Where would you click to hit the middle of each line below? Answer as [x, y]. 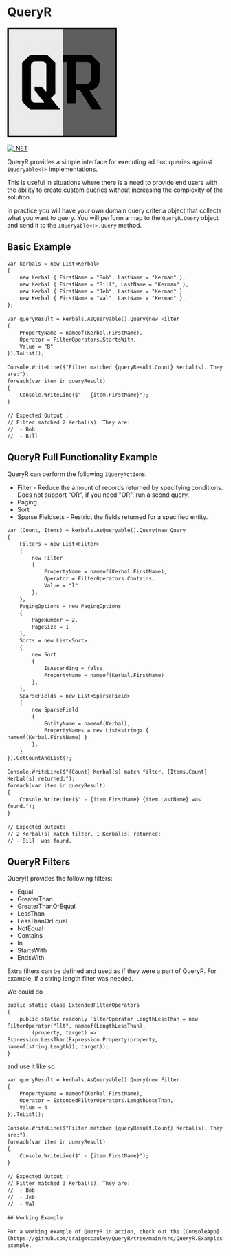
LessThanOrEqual [42, 921]
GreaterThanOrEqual [46, 906]
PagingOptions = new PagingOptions [70, 606]
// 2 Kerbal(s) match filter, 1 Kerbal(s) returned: [84, 834]
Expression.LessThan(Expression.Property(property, [82, 1040]
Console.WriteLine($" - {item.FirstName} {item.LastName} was [110, 799]
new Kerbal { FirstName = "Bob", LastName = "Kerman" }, [103, 277]
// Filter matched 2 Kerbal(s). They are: [69, 422]
